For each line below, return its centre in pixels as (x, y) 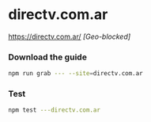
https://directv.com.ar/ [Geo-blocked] (70, 36)
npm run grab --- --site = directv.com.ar (76, 74)
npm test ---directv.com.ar (55, 110)
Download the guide (47, 57)
